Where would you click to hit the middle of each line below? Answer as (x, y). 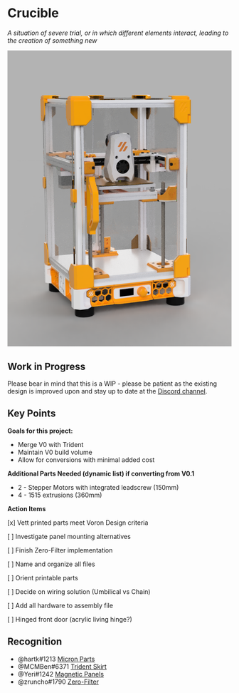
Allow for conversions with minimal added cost (86, 460)
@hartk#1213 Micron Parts (56, 659)
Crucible (33, 13)
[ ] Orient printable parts (43, 577)
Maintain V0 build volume (55, 452)
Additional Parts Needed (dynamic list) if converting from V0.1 (101, 473)
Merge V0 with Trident (51, 444)
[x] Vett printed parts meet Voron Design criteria (78, 523)
